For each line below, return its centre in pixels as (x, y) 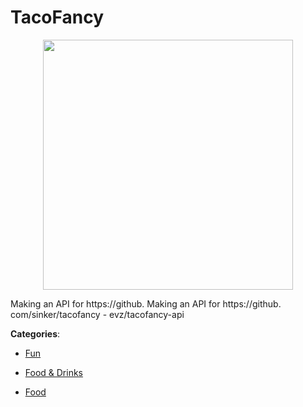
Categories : (35, 333)
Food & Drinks (54, 372)
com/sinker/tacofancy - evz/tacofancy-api (97, 314)
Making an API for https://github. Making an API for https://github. (146, 303)
